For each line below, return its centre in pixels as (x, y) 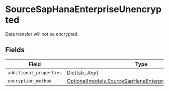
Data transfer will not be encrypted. (42, 34)
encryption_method (30, 81)
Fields (15, 50)
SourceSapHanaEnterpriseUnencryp (83, 9)
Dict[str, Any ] (82, 73)
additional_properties (35, 73)
